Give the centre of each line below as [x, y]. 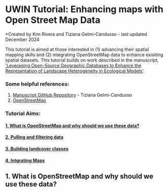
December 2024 [22, 40]
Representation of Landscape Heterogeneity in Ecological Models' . [75, 71]
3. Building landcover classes [37, 148]
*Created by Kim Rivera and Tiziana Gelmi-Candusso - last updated [76, 34]
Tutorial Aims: [23, 113]
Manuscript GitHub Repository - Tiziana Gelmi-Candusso [72, 95]
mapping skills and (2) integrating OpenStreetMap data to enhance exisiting [84, 55]
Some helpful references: [37, 84]
